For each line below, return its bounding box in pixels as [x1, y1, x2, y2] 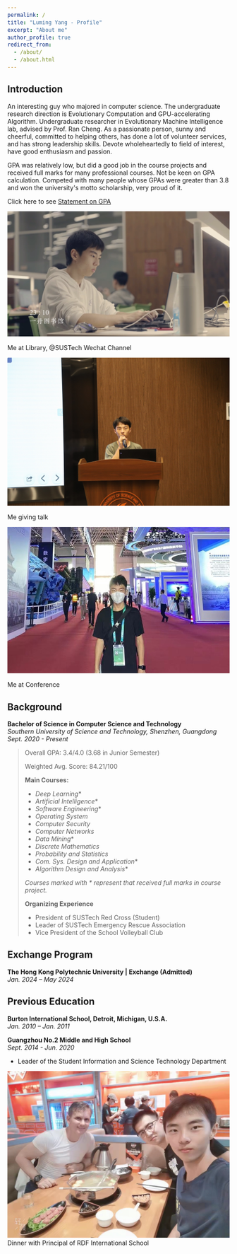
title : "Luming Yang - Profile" [7, 18, 102, 26]
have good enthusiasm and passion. [7, 147, 113, 156]
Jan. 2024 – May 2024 [7, 975, 74, 983]
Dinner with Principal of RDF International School [7, 1238, 150, 1248]
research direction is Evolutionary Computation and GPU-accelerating [7, 110, 210, 118]
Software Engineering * [35, 804, 102, 813]
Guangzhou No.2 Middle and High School [7, 1035, 131, 1044]
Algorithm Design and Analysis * [35, 864, 128, 873]
